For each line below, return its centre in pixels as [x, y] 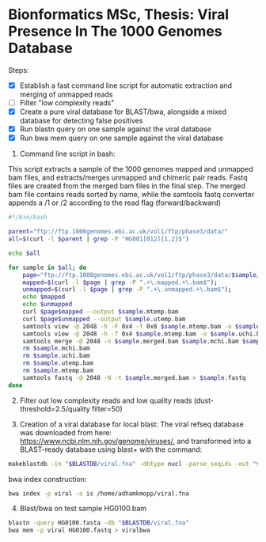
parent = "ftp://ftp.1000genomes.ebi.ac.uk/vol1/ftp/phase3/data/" [118, 232]
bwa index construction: [47, 479]
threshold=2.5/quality [55, 408]
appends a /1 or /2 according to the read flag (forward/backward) [115, 203]
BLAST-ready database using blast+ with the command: [111, 449]
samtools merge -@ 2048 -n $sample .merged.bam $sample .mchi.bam [131, 341]
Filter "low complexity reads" [67, 103]
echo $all [25, 253]
